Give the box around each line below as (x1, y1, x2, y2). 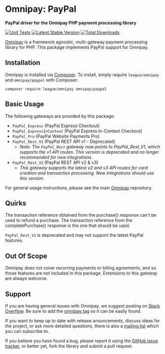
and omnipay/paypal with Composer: (5, 77, 79, 83)
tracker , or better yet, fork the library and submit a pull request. (5, 343, 133, 349)
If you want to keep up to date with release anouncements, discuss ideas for (5, 318, 160, 323)
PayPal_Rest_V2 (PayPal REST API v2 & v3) (12, 159, 99, 165)
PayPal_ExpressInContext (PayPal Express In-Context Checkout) (12, 128, 143, 134)
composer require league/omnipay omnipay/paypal (5, 87, 107, 91)
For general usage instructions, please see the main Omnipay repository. (5, 184, 153, 191)
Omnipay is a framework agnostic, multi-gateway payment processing (5, 39, 148, 45)
